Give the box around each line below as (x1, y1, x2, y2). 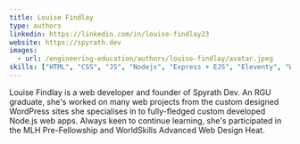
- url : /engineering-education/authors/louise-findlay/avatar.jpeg (17, 54, 274, 63)
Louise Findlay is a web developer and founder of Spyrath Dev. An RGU (9, 86, 272, 98)
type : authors (9, 21, 62, 30)
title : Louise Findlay (9, 12, 94, 22)
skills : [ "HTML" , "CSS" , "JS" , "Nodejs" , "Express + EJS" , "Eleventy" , (9, 63, 282, 72)
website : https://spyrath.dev (9, 37, 122, 47)
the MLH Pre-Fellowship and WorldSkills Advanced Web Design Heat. (9, 124, 265, 135)
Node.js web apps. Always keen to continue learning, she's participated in (9, 115, 282, 125)
